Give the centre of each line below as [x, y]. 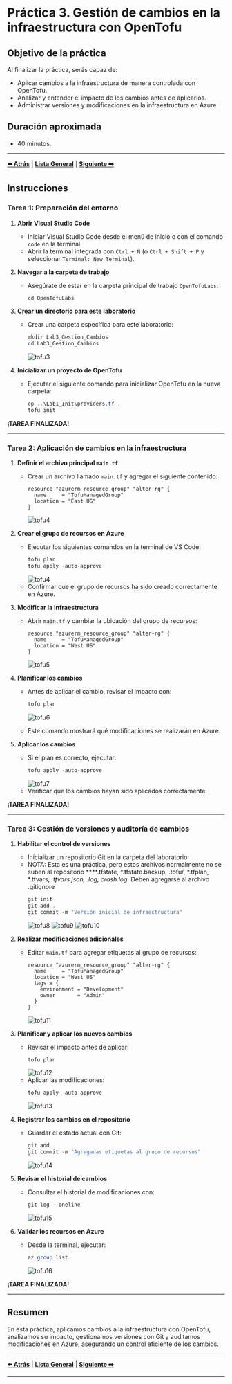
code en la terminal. [55, 244]
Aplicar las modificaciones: [66, 1080]
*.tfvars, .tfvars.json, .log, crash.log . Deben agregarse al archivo [118, 879]
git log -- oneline [54, 1205]
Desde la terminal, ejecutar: [67, 1245]
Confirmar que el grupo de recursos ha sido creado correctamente [122, 586]
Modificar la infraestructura [58, 607]
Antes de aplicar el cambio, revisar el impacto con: [99, 691]
